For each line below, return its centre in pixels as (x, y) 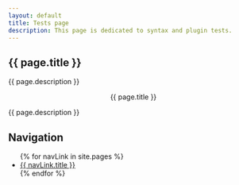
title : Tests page (39, 23)
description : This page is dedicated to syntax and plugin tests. (120, 30)
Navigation (36, 137)
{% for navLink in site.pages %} (72, 156)
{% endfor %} (42, 173)
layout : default (35, 15)
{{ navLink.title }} (47, 165)
